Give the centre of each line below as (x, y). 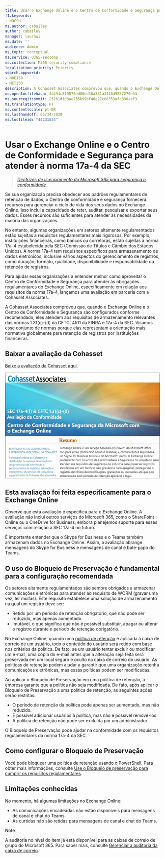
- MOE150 (14, 78)
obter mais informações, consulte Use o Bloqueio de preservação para (77, 768)
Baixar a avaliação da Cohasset (54, 354)
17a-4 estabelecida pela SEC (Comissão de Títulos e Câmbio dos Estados (79, 246)
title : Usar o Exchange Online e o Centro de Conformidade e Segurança (80, 10)
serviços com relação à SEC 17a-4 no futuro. (50, 528)
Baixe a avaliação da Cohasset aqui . (41, 366)
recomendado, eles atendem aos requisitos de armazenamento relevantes (80, 317)
